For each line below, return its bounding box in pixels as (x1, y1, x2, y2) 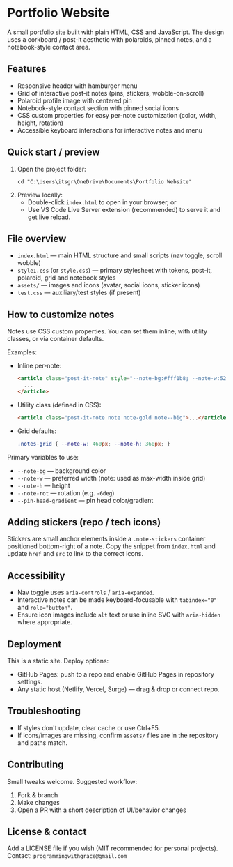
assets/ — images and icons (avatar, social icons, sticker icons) (17, 281, 200, 289)
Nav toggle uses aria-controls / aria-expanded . (17, 588, 154, 597)
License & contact (7, 826, 87, 838)
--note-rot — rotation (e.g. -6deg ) (17, 488, 115, 497)
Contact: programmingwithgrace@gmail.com (7, 852, 127, 860)
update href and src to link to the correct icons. (7, 550, 144, 558)
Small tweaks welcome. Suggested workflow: (7, 777, 138, 785)
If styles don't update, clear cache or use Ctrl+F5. (17, 723, 161, 732)
